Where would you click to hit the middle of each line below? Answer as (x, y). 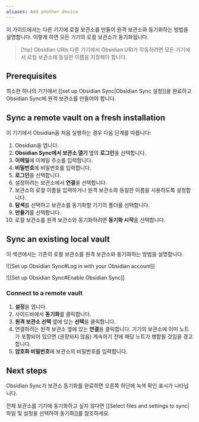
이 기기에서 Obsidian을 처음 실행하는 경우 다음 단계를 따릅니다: (79, 133)
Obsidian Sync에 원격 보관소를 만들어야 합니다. (61, 98)
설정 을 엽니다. (31, 307)
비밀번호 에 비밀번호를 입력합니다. (53, 168)
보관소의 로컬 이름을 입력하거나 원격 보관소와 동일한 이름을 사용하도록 (95, 190)
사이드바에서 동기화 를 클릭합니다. (53, 314)
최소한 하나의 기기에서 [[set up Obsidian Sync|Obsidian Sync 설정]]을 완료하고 (99, 91)
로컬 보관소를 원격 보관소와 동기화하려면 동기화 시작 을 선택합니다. (90, 220)
